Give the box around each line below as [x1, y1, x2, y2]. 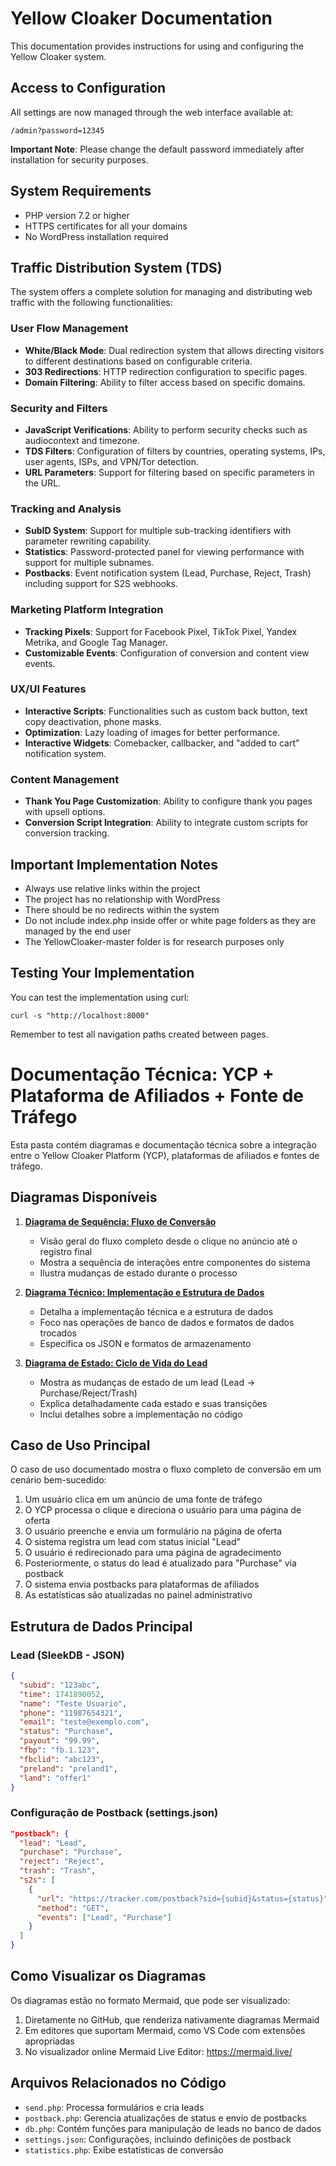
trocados [39, 1327, 77, 1339]
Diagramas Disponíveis [10, 1189, 158, 1206]
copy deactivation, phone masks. [24, 715, 162, 727]
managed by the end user [24, 925, 132, 937]
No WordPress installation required [24, 230, 169, 242]
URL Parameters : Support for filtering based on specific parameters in [24, 466, 315, 478]
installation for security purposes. [10, 153, 149, 166]
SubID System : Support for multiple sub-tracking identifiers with [24, 525, 292, 537]
